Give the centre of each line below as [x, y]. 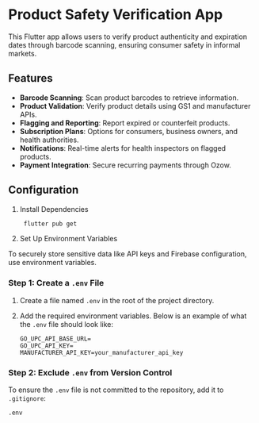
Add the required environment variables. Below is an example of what [133, 316]
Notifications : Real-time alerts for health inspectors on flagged [123, 148]
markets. [23, 53]
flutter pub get [50, 224]
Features [30, 78]
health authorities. [49, 140]
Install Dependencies [54, 209]
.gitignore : [27, 398]
